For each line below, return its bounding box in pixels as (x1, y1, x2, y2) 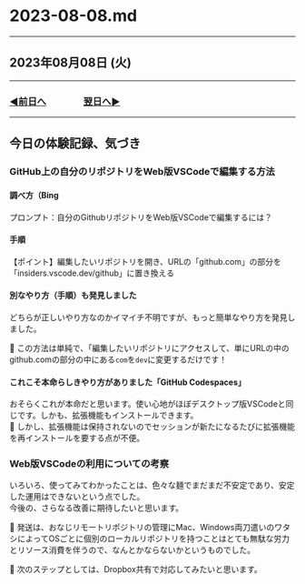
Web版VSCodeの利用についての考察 (9, 458, 170, 470)
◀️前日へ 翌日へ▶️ (9, 95, 121, 107)
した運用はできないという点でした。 (9, 491, 145, 502)
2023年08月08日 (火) (9, 55, 132, 71)
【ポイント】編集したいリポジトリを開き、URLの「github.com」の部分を (9, 256, 281, 267)
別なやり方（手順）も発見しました (9, 290, 137, 301)
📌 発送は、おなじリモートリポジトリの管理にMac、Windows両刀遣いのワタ (9, 522, 290, 533)
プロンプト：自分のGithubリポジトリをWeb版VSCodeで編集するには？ (9, 211, 272, 223)
